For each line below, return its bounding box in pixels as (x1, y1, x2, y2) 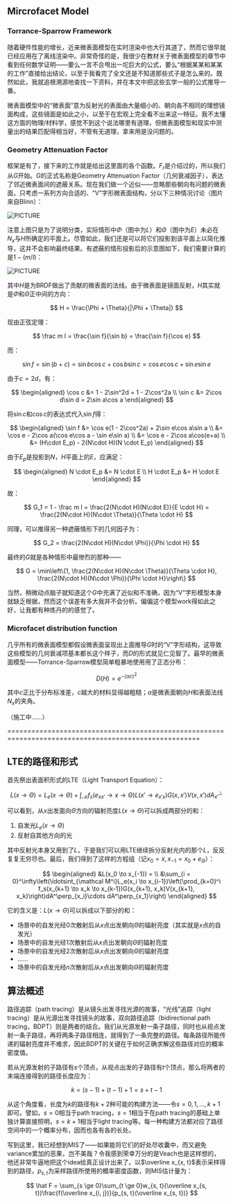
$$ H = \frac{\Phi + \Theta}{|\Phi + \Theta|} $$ (49, 303, 184, 311)
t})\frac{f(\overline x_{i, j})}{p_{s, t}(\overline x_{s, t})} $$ (35, 1189, 198, 1197)
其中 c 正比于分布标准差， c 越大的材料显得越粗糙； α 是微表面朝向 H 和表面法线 (7, 688, 223, 696)
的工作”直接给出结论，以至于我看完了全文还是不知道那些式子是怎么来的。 (7, 69, 217, 77)
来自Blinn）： (7, 197, 43, 205)
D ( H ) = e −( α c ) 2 (96, 671, 137, 682)
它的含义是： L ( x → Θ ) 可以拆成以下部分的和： (7, 906, 137, 914)
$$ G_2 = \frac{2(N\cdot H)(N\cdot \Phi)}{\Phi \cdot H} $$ (33, 539, 200, 547)
